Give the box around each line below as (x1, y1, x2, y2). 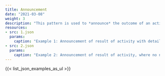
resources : (5, 25, 27, 30)
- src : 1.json (5, 30, 34, 35)
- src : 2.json (5, 43, 34, 48)
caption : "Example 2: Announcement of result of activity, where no (14, 52, 157, 57)
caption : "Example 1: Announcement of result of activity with (14, 39, 146, 44)
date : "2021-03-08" (5, 12, 45, 17)
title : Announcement (5, 7, 48, 12)
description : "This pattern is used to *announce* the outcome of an (5, 20, 151, 26)
